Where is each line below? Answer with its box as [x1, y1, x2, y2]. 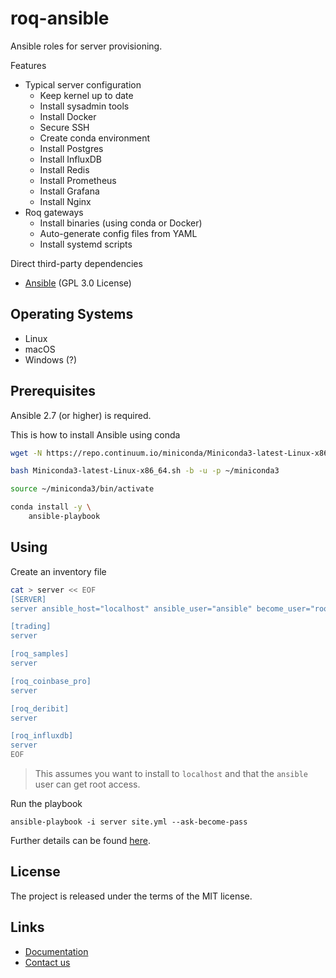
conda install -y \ [10, 502, 92, 512]
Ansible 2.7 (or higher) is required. [10, 409, 152, 421]
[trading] [10, 622, 52, 632]
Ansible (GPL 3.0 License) [24, 277, 132, 289]
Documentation [24, 945, 89, 957]
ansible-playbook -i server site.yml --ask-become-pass [10, 817, 248, 827]
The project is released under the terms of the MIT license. [10, 890, 253, 902]
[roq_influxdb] [10, 731, 74, 741]
